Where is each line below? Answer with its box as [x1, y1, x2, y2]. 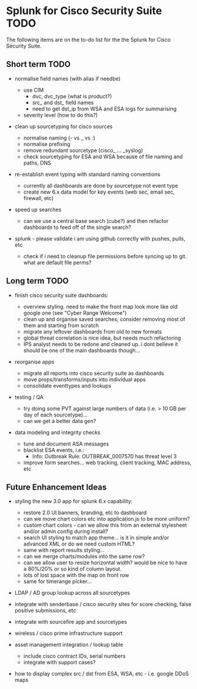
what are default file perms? [23, 259, 92, 266]
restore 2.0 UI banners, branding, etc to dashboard [23, 509, 147, 516]
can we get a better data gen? [23, 417, 96, 424]
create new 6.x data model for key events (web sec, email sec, [23, 188, 175, 195]
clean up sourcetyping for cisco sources [14, 122, 113, 130]
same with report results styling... [23, 547, 105, 554]
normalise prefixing [23, 140, 71, 148]
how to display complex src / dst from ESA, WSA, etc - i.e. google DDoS [14, 670, 189, 677]
